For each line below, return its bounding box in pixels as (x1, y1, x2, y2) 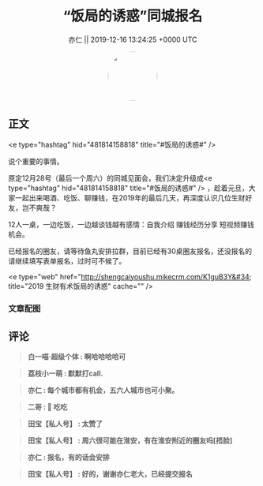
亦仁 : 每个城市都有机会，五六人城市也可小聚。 (27, 386, 179, 395)
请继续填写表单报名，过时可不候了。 (8, 256, 126, 265)
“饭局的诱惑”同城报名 (62, 7, 203, 25)
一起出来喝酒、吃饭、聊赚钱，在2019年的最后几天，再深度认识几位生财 (14, 193, 246, 202)
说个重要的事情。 (8, 156, 64, 166)
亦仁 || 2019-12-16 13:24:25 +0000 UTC (68, 35, 197, 44)
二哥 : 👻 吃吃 (27, 402, 68, 412)
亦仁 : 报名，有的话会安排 (27, 453, 111, 462)
